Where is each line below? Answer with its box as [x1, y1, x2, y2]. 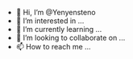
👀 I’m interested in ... [15, 16, 85, 26]
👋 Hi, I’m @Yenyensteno [15, 8, 96, 17]
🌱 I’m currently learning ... [15, 25, 102, 33]
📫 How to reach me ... [15, 42, 91, 51]
